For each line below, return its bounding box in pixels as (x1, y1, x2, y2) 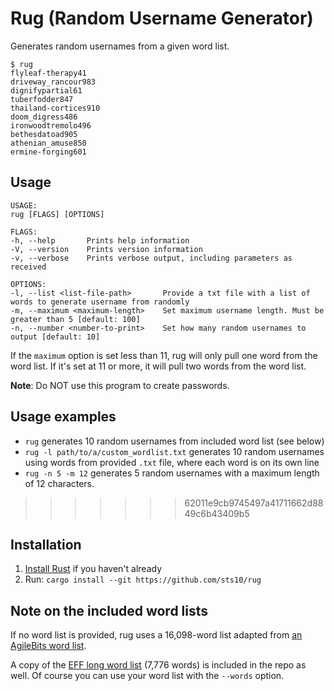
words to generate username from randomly (10, 297, 190, 307)
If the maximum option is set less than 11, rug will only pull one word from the (10, 349, 318, 361)
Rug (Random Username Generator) (10, 7, 314, 30)
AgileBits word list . (10, 640, 87, 652)
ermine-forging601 (10, 147, 87, 157)
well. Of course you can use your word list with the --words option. (10, 670, 285, 682)
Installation (10, 536, 82, 553)
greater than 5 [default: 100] (10, 314, 141, 324)
